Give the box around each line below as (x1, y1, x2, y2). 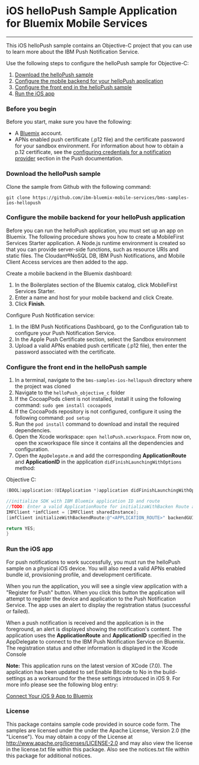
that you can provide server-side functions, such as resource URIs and (6, 246, 179, 253)
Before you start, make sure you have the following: (6, 118, 132, 126)
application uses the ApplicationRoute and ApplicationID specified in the (6, 632, 186, 639)
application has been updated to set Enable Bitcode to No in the (6, 668, 162, 676)
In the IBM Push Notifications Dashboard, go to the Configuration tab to (14, 323, 190, 330)
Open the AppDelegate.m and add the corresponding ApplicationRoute (14, 452, 187, 459)
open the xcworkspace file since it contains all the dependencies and (14, 439, 184, 446)
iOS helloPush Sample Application (6, 4, 178, 18)
